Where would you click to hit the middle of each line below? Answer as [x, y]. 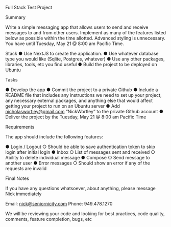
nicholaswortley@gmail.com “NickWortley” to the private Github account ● [84, 111]
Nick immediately [23, 194]
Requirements [20, 127]
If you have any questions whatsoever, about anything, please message [80, 188]
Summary [16, 17]
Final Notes [17, 178]
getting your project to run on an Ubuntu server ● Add [63, 106]
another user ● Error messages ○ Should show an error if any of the [78, 163]
